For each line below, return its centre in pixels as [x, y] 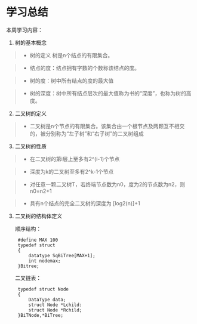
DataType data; [47, 300]
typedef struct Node [43, 289]
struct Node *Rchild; [55, 310]
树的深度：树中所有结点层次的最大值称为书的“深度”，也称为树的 [108, 93]
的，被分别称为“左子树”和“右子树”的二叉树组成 [87, 133]
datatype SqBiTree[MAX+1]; [62, 255]
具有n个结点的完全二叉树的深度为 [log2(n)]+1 [85, 203]
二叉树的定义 [30, 113]
